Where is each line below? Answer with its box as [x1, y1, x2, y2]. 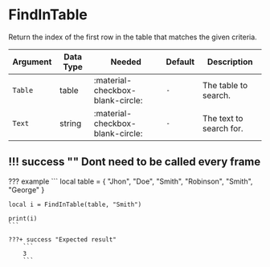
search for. [202, 123, 243, 134]
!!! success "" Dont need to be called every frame [8, 155, 261, 169]
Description [207, 56, 253, 67]
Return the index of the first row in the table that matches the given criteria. [8, 32, 257, 42]
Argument [12, 56, 52, 67]
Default [166, 56, 195, 67]
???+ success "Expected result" [8, 235, 117, 244]
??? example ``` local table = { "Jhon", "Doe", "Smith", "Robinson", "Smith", [8, 176, 253, 186]
